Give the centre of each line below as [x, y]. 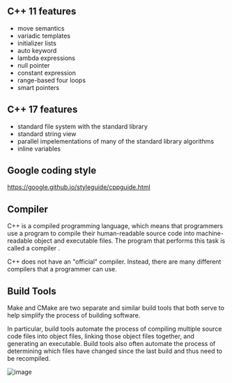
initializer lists [37, 43]
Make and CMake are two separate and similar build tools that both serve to [116, 308]
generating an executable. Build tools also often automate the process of [111, 344]
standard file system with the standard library [83, 126]
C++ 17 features [42, 110]
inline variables [39, 149]
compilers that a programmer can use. [62, 269]
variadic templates [44, 36]
